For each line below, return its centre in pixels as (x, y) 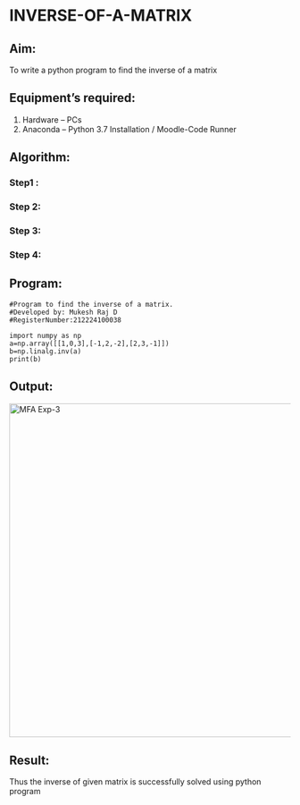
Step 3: (25, 231)
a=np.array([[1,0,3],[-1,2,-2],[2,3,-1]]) (89, 343)
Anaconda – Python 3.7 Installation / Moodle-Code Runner (129, 129)
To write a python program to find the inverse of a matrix (113, 70)
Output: (31, 387)
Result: (29, 760)
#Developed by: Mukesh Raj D (63, 312)
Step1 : (24, 182)
